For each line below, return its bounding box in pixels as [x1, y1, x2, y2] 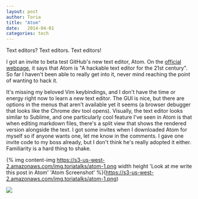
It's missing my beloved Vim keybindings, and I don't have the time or [6, 89, 176, 96]
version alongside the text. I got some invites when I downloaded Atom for [6, 126, 188, 133]
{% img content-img [6, 156, 56, 164]
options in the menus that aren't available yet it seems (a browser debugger [6, 101, 191, 108]
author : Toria [6, 14, 41, 20]
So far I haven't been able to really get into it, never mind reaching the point [6, 71, 191, 78]
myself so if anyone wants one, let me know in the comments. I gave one [6, 132, 184, 139]
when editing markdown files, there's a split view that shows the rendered [6, 120, 187, 127]
